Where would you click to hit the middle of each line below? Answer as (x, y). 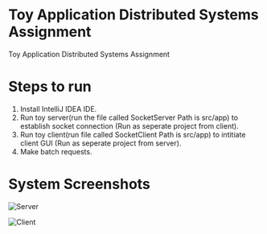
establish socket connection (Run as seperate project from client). (129, 125)
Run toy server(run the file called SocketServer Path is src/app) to (129, 117)
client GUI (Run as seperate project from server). (101, 143)
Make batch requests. (56, 151)
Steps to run (50, 87)
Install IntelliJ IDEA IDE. (58, 109)
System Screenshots (80, 185)
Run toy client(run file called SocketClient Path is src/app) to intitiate (133, 134)
